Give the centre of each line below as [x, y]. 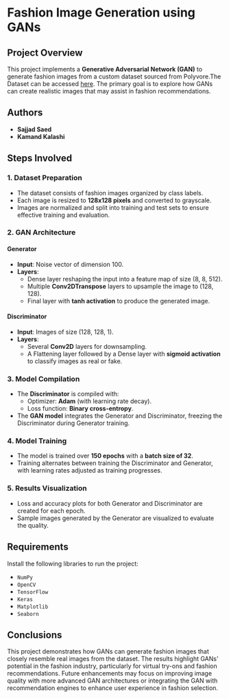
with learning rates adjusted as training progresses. [89, 471]
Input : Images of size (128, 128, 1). [65, 332]
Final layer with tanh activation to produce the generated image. [119, 301]
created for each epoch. [51, 510]
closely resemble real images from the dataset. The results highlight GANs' [113, 659]
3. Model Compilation [44, 378]
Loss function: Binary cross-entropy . [80, 409]
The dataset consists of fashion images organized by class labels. [110, 193]
